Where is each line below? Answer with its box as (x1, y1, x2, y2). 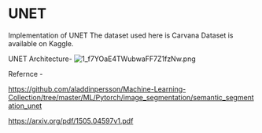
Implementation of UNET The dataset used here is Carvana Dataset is (8, 31, 234, 40)
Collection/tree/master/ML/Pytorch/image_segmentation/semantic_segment (8, 92, 254, 102)
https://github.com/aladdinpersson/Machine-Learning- (8, 84, 186, 94)
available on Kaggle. (8, 38, 74, 48)
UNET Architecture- (8, 54, 72, 63)
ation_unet (8, 101, 42, 110)
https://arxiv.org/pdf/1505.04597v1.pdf (8, 116, 134, 125)
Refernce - (8, 69, 43, 78)
